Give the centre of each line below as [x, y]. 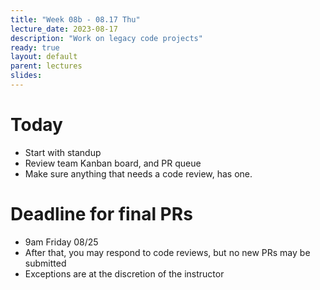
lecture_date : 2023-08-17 [64, 29]
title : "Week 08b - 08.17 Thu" [75, 19]
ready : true [35, 47]
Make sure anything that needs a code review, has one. [138, 173]
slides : [26, 76]
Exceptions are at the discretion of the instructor [124, 273]
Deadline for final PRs [101, 214]
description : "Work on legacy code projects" [106, 38]
